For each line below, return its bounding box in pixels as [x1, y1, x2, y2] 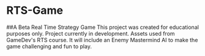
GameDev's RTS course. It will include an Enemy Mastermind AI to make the [6, 36, 198, 43]
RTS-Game [6, 4, 63, 17]
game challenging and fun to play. [6, 43, 92, 50]
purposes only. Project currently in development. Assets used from [6, 30, 176, 37]
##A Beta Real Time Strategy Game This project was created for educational [6, 23, 199, 31]
